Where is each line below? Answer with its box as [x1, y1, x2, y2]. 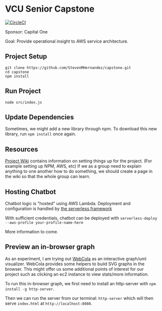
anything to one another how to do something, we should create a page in [5, 169, 153, 174]
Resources [5, 145, 38, 154]
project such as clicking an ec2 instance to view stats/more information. [5, 271, 149, 277]
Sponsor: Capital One [5, 29, 48, 35]
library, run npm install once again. [5, 131, 77, 137]
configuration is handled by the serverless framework [5, 206, 113, 211]
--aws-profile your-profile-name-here [5, 220, 83, 225]
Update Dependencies [5, 113, 74, 121]
